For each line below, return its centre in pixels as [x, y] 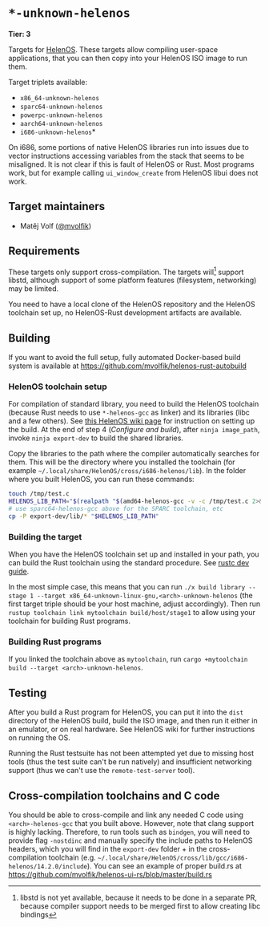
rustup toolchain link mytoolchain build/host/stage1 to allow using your [132, 613]
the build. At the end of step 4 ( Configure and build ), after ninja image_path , [134, 430]
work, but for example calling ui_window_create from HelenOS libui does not [133, 172]
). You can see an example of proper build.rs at [164, 866]
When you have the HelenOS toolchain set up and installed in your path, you [134, 554]
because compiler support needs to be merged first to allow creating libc [140, 906]
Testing [28, 692]
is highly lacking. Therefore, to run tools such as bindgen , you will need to [129, 832]
